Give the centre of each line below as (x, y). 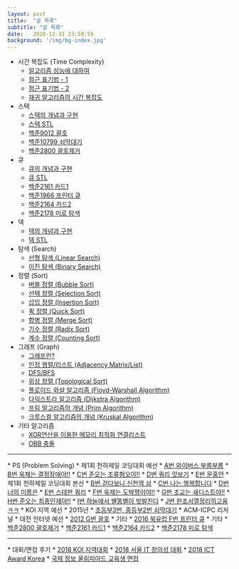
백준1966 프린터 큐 (54, 195)
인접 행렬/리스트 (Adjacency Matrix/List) (86, 365)
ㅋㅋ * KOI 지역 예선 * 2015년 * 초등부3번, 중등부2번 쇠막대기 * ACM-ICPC (111, 510)
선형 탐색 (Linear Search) (64, 258)
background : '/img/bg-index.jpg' (57, 41)
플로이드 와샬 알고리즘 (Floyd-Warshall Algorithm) (99, 390)
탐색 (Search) (37, 249)
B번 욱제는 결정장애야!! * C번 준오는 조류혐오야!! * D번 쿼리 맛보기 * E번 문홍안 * (118, 474)
